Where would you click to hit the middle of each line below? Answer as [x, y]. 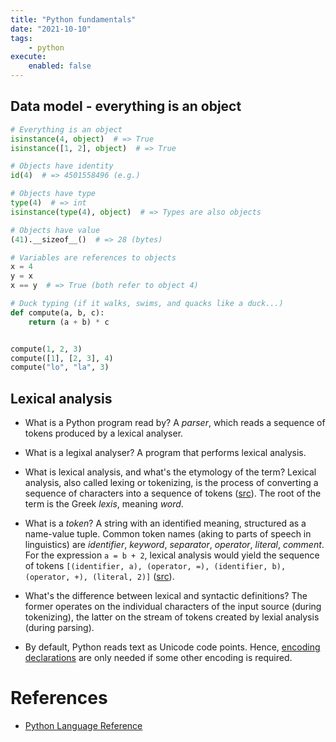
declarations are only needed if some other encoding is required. [158, 658]
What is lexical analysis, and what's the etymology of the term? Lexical [170, 472]
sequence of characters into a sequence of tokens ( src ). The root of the [173, 493]
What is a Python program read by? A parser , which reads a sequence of [175, 423]
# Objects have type [53, 194]
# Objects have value [55, 230]
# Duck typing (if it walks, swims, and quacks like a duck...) [147, 304]
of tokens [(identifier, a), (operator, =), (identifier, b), [155, 566]
